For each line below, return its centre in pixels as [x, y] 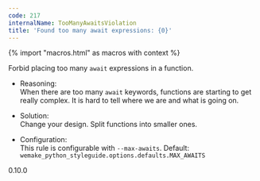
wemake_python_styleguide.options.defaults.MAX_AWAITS [113, 156]
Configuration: [43, 140]
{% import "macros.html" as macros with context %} [94, 53]
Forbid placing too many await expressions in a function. [101, 68]
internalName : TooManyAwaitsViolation [72, 23]
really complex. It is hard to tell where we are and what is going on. [129, 101]
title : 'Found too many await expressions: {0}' [90, 30]
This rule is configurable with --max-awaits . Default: [104, 148]
